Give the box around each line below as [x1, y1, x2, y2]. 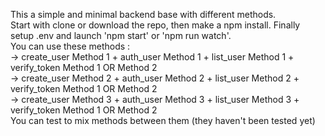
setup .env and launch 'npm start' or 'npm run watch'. [10, 30, 232, 41]
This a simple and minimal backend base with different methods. [10, 9, 277, 20]
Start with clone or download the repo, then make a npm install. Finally [10, 19, 301, 31]
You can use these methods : [10, 40, 131, 52]
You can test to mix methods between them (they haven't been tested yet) [10, 115, 316, 126]
